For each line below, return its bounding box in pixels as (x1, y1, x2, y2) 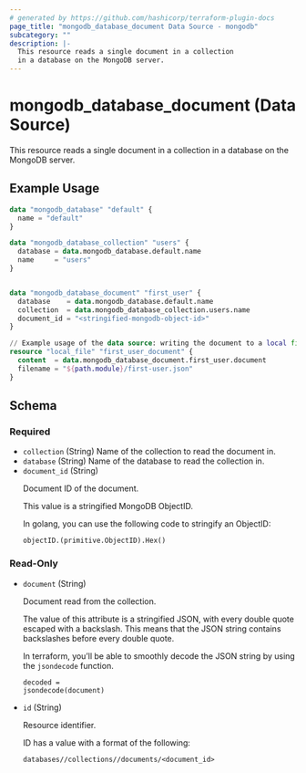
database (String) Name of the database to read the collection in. (22, 455, 265, 466)
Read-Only (9, 558, 59, 570)
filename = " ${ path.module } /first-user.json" (17, 364, 194, 373)
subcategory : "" (9, 30, 71, 39)
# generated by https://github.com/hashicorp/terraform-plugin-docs (9, 13, 275, 23)
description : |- (9, 38, 71, 48)
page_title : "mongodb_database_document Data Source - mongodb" (9, 22, 259, 31)
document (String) (22, 578, 87, 589)
